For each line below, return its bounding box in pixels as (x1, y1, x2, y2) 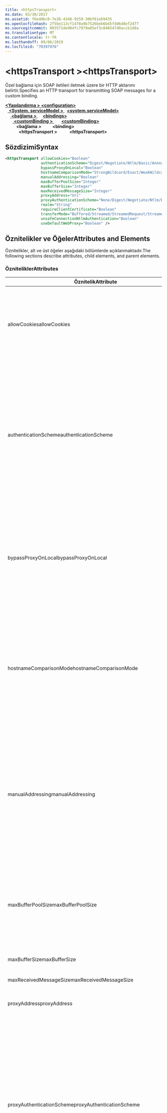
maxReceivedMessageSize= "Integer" (40, 188, 112, 194)
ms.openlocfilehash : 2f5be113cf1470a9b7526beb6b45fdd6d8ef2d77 (5, 21, 139, 26)
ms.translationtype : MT (5, 30, 55, 35)
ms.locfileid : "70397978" (5, 44, 59, 49)
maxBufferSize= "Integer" (40, 184, 92, 189)
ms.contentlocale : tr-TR (5, 35, 57, 40)
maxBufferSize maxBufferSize (7, 956, 76, 963)
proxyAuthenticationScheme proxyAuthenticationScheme (7, 1101, 140, 1108)
